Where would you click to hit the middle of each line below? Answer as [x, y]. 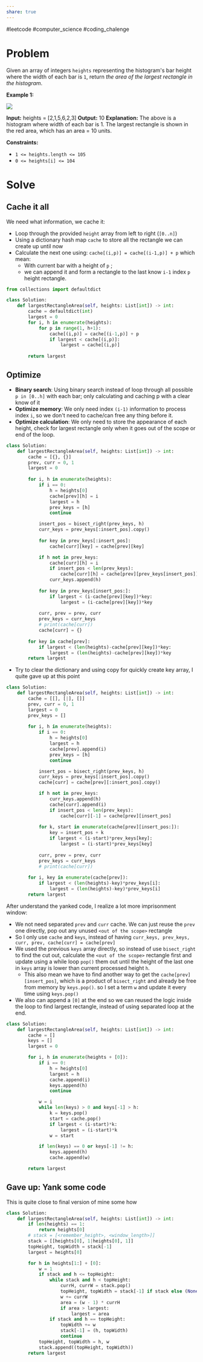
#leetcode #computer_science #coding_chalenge [68, 29]
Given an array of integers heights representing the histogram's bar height [99, 70]
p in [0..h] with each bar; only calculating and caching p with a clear [102, 396]
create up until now [39, 246]
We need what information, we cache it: [56, 222]
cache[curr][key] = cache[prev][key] [97, 546]
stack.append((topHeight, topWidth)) [86, 1348]
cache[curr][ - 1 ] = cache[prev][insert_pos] [116, 816]
